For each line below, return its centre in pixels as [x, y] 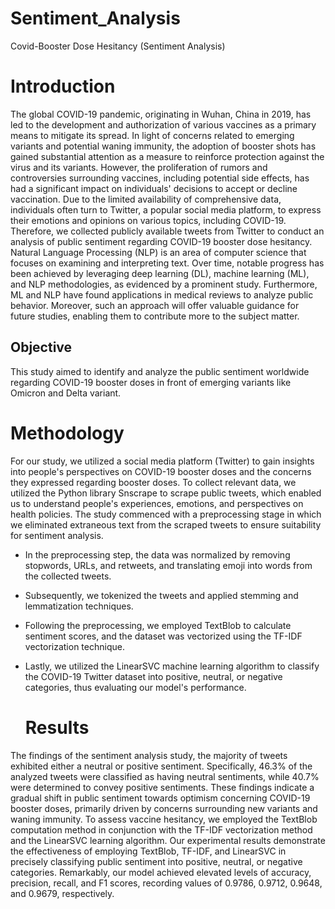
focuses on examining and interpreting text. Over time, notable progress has [167, 263]
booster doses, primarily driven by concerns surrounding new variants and [164, 808]
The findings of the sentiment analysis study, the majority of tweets [149, 755]
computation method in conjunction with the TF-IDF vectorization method [161, 829]
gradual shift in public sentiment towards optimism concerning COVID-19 [160, 798]
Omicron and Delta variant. [66, 393]
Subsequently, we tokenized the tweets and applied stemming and [161, 595]
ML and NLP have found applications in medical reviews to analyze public [162, 294]
